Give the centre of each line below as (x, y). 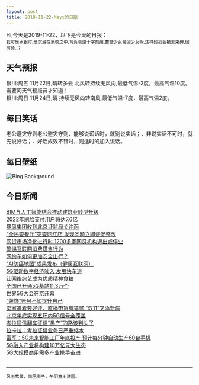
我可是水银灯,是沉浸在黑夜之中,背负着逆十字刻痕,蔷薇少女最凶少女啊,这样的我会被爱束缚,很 (98, 42)
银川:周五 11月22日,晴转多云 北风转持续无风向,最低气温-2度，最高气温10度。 (98, 83)
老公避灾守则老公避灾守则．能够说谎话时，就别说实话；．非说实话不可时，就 (99, 134)
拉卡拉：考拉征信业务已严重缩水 (45, 330)
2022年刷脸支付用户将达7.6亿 (42, 219)
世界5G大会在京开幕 (31, 293)
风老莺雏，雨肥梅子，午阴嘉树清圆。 (43, 377)
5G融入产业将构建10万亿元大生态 (46, 345)
